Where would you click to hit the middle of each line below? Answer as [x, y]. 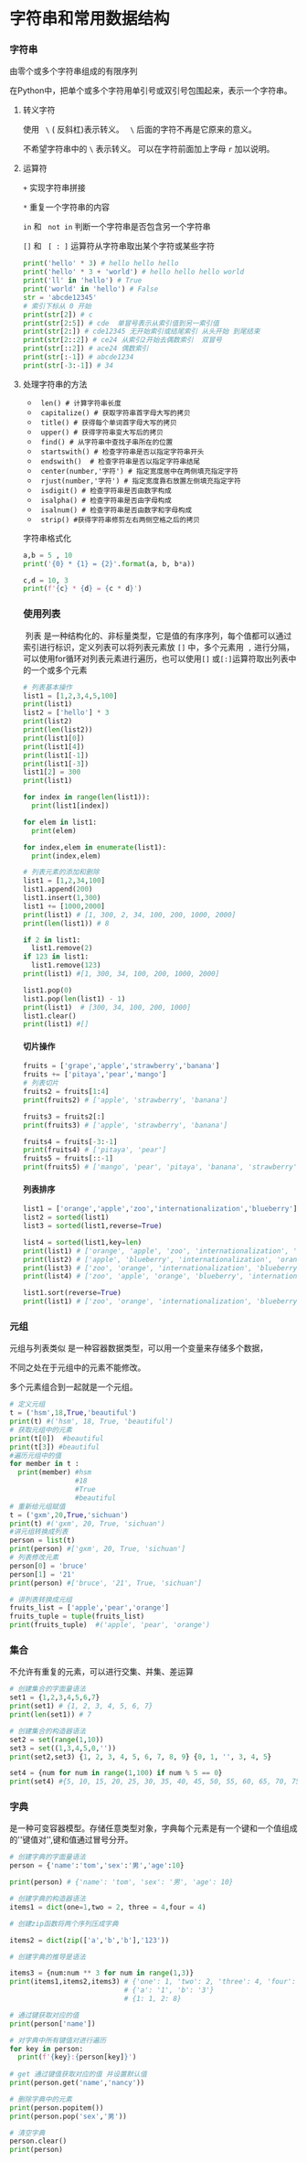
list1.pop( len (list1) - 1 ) [74, 999]
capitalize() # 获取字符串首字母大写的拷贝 [116, 412]
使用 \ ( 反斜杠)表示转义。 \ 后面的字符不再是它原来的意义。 [140, 130]
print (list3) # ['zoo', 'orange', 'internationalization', [138, 1268]
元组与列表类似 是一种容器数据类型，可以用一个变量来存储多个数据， [138, 1348]
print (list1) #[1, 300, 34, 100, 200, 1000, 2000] [121, 974]
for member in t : [44, 1464]
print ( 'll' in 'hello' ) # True [82, 281]
